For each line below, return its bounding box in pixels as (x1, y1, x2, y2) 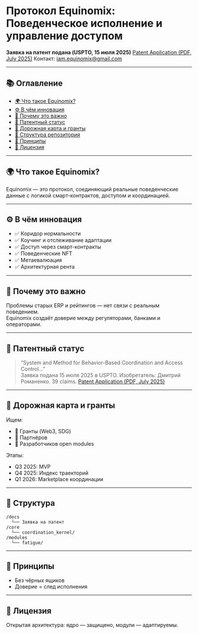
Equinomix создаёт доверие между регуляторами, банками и (6, 315, 161, 322)
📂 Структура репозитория (14, 131, 81, 138)
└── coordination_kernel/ (11, 530, 75, 535)
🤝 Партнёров (14, 434, 48, 441)
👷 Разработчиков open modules (14, 440, 94, 447)
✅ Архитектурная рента (14, 263, 75, 270)
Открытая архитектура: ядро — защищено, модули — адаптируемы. (6, 622, 179, 629)
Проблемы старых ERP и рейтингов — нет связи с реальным (6, 302, 160, 309)
